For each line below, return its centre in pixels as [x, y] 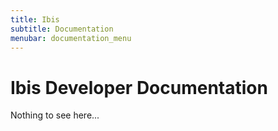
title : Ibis [35, 19]
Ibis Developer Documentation [139, 87]
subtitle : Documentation [62, 29]
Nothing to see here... [55, 115]
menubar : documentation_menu [71, 38]
